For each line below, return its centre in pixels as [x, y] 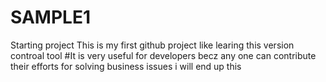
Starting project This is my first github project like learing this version [152, 45]
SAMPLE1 [50, 17]
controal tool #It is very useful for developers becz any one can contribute [163, 55]
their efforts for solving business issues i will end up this [126, 66]
